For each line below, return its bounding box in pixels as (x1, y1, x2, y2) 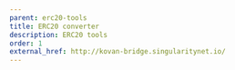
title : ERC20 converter (9, 22, 100, 31)
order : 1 (9, 38, 43, 48)
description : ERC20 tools (9, 30, 107, 39)
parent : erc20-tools (9, 13, 88, 23)
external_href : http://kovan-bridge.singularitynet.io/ (9, 47, 226, 56)
